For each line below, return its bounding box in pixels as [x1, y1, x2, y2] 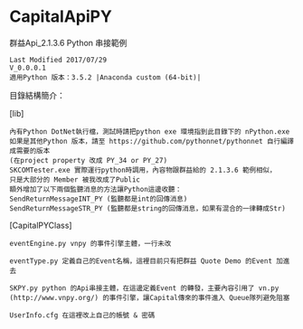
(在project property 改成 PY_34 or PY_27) [9, 155, 168, 164]
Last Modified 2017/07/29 [9, 55, 107, 64]
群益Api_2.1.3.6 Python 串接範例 [9, 37, 128, 48]
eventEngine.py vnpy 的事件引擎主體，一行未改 [9, 239, 172, 248]
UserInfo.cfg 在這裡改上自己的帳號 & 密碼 [9, 310, 156, 320]
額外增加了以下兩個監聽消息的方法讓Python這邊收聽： [9, 184, 183, 193]
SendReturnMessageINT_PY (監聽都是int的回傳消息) [9, 194, 188, 203]
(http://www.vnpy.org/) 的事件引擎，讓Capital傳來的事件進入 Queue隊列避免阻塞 [9, 293, 290, 302]
